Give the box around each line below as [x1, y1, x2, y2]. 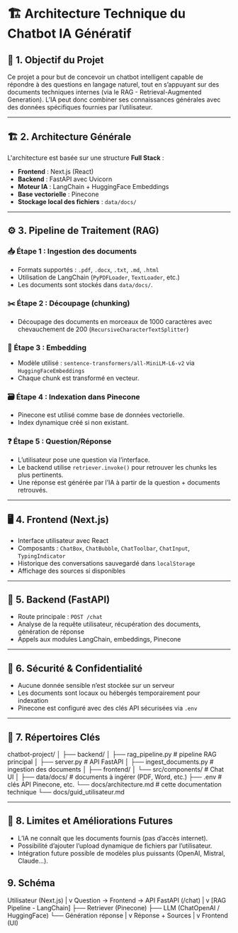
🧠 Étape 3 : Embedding [7, 343, 87, 352]
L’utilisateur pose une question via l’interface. [17, 455, 150, 464]
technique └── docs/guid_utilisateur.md [7, 787, 125, 796]
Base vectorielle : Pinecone [17, 190, 99, 198]
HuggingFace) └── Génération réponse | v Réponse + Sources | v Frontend [7, 911, 229, 919]
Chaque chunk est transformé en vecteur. [17, 374, 140, 382]
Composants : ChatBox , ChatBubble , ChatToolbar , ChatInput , [17, 544, 190, 552]
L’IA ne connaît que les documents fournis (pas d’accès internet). [17, 834, 208, 842]
